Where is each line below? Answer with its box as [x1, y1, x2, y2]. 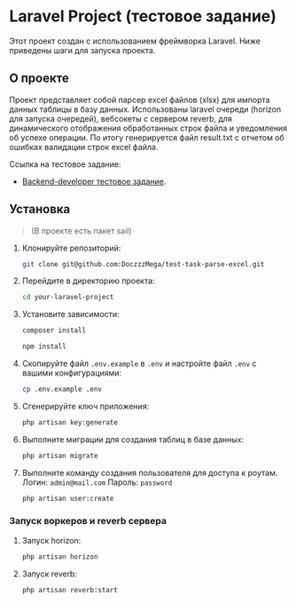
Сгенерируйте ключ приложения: [21, 401, 150, 411]
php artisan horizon [21, 552, 98, 561]
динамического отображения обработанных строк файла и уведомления [9, 123, 288, 133]
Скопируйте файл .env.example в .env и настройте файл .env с [21, 358, 257, 369]
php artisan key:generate [21, 417, 118, 427]
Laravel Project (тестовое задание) [9, 6, 277, 27]
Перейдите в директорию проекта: [21, 275, 155, 286]
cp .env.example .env [21, 385, 102, 394]
